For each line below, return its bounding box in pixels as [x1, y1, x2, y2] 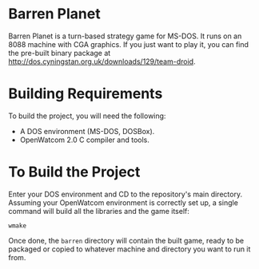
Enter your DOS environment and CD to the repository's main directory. [8, 189, 242, 199]
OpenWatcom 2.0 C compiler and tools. [19, 135, 149, 144]
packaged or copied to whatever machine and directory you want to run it [8, 244, 251, 254]
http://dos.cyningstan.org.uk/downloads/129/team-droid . [8, 57, 196, 66]
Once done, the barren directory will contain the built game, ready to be [8, 235, 245, 245]
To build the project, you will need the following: [8, 111, 166, 121]
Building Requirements [8, 85, 163, 103]
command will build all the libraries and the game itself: [8, 206, 189, 216]
